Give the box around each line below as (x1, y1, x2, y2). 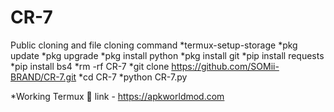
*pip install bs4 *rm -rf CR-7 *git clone (10, 60, 170, 72)
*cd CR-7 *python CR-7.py (78, 71, 188, 83)
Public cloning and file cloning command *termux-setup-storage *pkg (10, 39, 298, 51)
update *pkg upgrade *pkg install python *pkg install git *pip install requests (10, 49, 325, 61)
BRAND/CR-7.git (10, 71, 77, 83)
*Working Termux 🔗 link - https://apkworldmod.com (10, 90, 225, 102)
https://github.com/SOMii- (171, 60, 280, 72)
